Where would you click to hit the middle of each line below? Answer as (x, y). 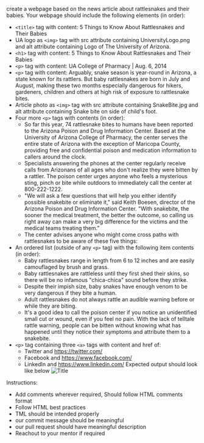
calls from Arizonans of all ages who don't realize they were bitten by (111, 170)
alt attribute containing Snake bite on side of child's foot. (86, 111)
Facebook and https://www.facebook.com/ (78, 358)
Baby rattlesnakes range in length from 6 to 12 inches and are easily (109, 261)
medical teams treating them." (62, 228)
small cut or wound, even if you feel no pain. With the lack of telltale (109, 319)
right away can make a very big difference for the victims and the (106, 221)
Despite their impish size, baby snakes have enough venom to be (106, 286)
